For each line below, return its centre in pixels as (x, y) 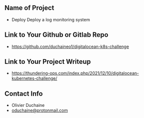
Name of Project (29, 8)
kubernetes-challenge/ (34, 78)
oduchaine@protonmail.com (40, 110)
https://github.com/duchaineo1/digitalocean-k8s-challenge (70, 46)
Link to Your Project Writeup (48, 62)
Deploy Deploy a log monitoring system (51, 19)
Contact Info (24, 94)
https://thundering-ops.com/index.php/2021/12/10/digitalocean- (75, 73)
